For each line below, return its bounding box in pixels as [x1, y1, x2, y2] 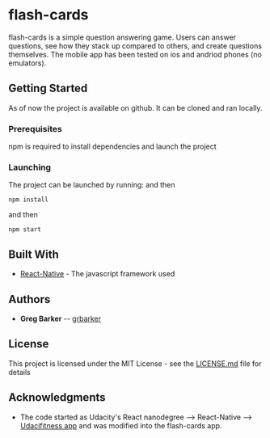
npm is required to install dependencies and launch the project [8, 141, 217, 151]
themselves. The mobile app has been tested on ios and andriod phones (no [8, 49, 263, 59]
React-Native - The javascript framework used [19, 269, 175, 279]
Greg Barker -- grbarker [19, 314, 102, 323]
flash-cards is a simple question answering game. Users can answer [8, 32, 237, 42]
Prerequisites [8, 123, 62, 134]
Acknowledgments [8, 390, 107, 405]
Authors [8, 293, 51, 306]
